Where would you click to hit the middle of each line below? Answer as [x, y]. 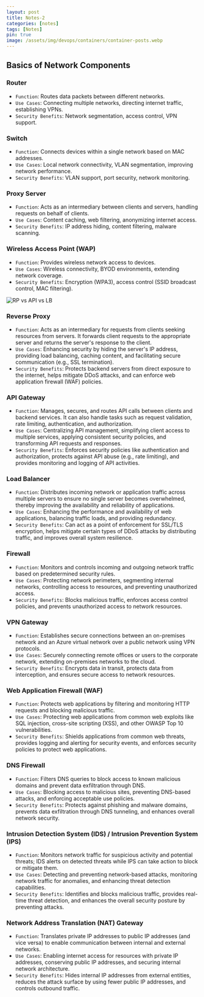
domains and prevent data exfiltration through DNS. [80, 785]
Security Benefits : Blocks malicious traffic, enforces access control [101, 599]
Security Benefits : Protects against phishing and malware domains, [101, 805]
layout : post [23, 12]
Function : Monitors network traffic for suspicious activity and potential [104, 855]
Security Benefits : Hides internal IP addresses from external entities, [103, 976]
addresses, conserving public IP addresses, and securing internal [98, 962]
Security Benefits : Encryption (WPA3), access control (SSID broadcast [106, 282]
